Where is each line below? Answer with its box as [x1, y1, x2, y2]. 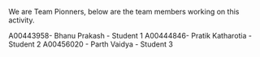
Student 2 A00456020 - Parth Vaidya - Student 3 [8, 39, 173, 49]
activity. [8, 15, 35, 25]
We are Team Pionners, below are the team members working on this [8, 7, 240, 16]
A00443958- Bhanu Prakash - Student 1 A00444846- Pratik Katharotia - [8, 31, 252, 40]
